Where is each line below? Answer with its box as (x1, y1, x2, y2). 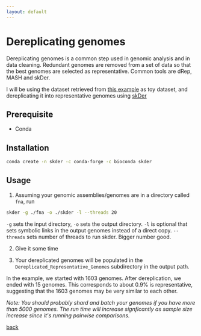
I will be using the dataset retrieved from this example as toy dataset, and (6, 86, 188, 93)
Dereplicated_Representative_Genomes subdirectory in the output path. (14, 263, 190, 270)
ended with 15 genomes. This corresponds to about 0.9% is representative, (6, 281, 193, 288)
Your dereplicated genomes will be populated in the (14, 257, 143, 264)
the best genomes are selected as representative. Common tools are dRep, (6, 67, 193, 75)
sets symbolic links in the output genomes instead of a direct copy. (6, 226, 173, 234)
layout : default (6, 8, 47, 15)
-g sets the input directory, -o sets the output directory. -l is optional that (6, 220, 188, 228)
